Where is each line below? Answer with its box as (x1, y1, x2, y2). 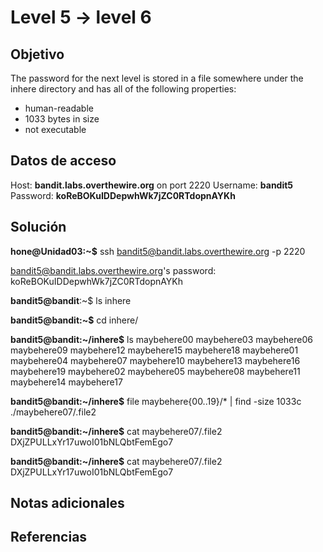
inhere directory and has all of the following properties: (10, 83, 237, 95)
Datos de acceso (10, 152, 117, 170)
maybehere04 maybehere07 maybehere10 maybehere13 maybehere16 (10, 354, 301, 366)
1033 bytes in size (24, 113, 100, 125)
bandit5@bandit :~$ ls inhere (10, 294, 132, 306)
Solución (10, 219, 67, 236)
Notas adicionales (10, 495, 125, 512)
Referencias (10, 529, 88, 546)
